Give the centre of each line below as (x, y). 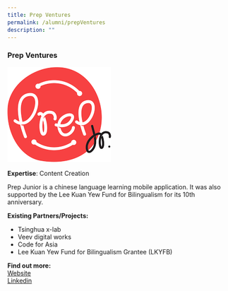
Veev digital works (44, 237)
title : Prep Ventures (39, 15)
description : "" (31, 30)
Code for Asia (37, 244)
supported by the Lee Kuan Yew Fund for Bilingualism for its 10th (101, 194)
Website (19, 273)
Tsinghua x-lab (39, 229)
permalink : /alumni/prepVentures (56, 22)
